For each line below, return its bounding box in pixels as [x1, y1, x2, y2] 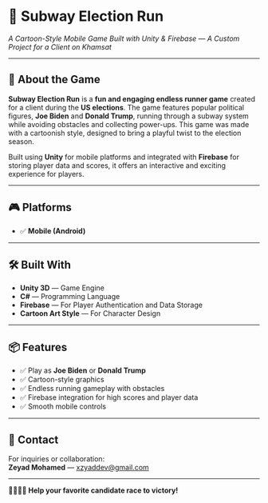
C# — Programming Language [19, 292, 120, 301]
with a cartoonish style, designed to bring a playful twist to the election [8, 128, 242, 138]
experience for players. [8, 169, 85, 178]
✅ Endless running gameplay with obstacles [19, 384, 165, 393]
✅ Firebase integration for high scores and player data [19, 393, 199, 402]
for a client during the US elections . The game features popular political [8, 102, 245, 112]
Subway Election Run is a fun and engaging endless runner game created [8, 94, 255, 103]
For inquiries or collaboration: [8, 454, 105, 463]
